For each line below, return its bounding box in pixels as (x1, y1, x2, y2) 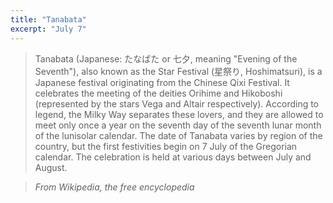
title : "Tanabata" (10, 14, 87, 25)
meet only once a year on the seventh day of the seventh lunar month (34, 119, 322, 131)
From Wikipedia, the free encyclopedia (34, 181, 195, 193)
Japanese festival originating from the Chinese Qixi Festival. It (34, 76, 290, 88)
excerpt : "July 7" (10, 24, 87, 34)
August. (34, 161, 68, 173)
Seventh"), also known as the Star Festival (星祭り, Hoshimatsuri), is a (34, 65, 323, 77)
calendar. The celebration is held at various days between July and (34, 151, 312, 163)
